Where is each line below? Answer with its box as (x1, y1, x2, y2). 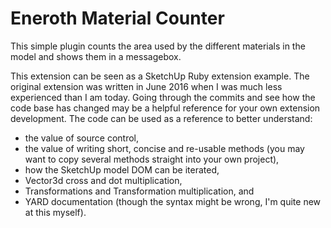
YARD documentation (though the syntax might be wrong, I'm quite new (24, 195, 322, 207)
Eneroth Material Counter (10, 7, 225, 30)
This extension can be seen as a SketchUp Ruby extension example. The (10, 70, 310, 82)
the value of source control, (24, 132, 139, 144)
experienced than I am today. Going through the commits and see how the (10, 91, 316, 103)
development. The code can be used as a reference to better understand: (10, 112, 313, 124)
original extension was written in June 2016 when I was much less (10, 80, 283, 92)
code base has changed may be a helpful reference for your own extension (10, 102, 321, 114)
